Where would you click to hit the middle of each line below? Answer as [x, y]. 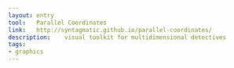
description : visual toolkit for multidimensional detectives [117, 37]
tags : [17, 45]
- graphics [26, 52]
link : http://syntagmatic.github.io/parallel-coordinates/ [110, 30]
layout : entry [31, 15]
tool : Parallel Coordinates [58, 23]
